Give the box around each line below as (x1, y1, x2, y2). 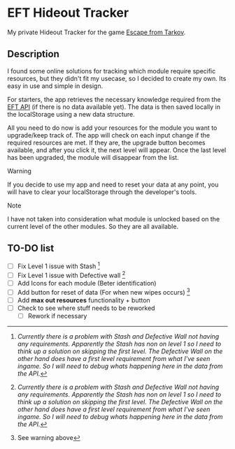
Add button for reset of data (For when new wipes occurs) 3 (17, 287, 190, 296)
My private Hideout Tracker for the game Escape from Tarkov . (7, 28, 186, 36)
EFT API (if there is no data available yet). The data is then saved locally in (7, 103, 221, 111)
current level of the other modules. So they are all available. (7, 222, 179, 230)
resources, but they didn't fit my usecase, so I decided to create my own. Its (7, 74, 227, 82)
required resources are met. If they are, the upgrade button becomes (7, 138, 206, 147)
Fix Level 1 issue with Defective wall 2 (17, 270, 126, 279)
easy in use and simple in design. (7, 82, 104, 90)
